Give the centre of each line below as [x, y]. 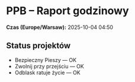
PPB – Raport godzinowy [67, 11]
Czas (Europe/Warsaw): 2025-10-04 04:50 [60, 27]
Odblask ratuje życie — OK [48, 73]
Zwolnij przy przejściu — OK [49, 66]
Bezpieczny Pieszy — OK [46, 60]
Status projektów [38, 46]
